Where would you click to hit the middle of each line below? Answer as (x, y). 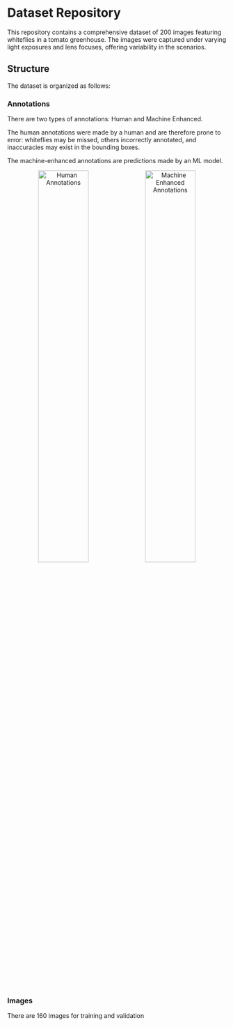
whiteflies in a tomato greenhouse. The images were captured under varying (117, 39)
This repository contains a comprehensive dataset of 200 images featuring (114, 32)
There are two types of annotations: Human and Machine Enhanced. (105, 119)
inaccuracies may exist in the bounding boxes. (74, 147)
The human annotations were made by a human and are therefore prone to (114, 132)
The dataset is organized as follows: (59, 86)
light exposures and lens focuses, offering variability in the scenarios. (107, 47)
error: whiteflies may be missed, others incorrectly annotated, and (102, 140)
